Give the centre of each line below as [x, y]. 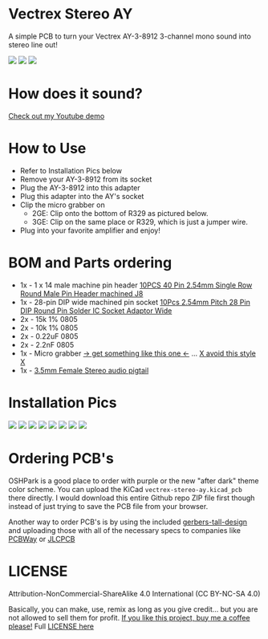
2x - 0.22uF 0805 [49, 336]
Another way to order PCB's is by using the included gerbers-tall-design [128, 522]
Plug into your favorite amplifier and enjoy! [90, 230]
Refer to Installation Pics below [71, 170]
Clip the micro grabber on [63, 205]
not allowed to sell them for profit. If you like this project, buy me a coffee [129, 617]
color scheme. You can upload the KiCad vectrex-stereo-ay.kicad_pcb [125, 489]
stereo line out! [33, 44]
